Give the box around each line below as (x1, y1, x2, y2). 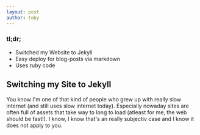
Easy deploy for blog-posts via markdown (15, 55, 121, 62)
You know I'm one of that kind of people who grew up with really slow (6, 95, 182, 103)
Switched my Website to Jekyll (15, 48, 93, 56)
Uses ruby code (15, 62, 55, 69)
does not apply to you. (6, 122, 63, 129)
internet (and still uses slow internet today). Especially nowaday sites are (6, 102, 189, 109)
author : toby (6, 15, 40, 21)
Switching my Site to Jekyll (6, 79, 112, 90)
